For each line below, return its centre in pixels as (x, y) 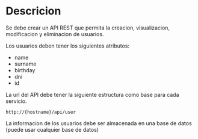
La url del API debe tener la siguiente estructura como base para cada (92, 94)
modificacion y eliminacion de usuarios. (55, 34)
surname (25, 64)
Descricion (33, 11)
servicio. (17, 101)
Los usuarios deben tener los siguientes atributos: (68, 46)
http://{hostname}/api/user (41, 112)
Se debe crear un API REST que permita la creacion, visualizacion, (88, 28)
